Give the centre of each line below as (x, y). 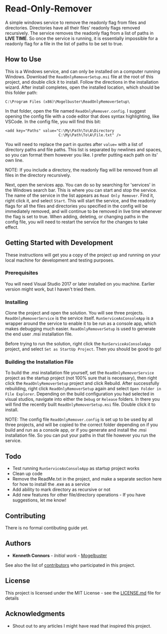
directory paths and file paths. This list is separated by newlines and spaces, (83, 150)
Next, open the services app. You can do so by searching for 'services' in (80, 184)
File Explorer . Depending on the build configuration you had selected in (80, 394)
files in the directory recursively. (38, 175)
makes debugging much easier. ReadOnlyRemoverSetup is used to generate (81, 329)
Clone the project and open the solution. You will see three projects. (75, 313)
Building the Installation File (39, 362)
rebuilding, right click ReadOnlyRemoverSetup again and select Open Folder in (83, 389)
